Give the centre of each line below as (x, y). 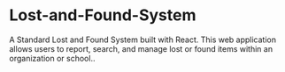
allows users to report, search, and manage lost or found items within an (141, 48)
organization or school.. (52, 58)
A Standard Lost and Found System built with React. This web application (143, 40)
